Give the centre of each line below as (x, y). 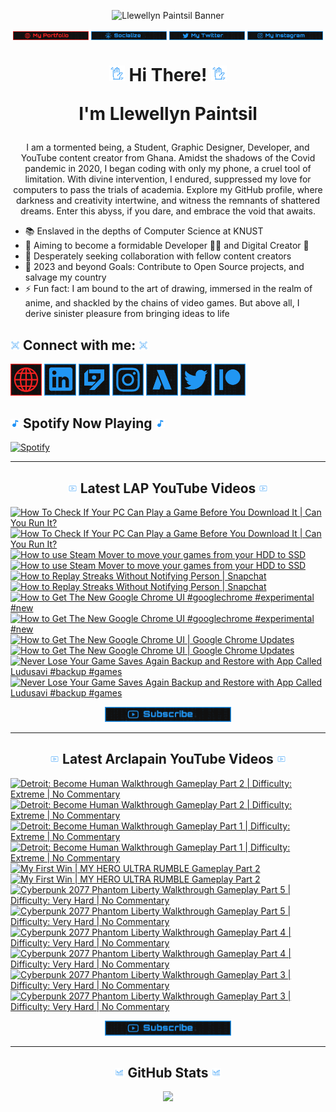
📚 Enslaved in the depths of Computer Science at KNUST (144, 231)
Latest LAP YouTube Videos (168, 488)
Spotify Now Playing (88, 423)
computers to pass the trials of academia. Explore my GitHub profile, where (168, 190)
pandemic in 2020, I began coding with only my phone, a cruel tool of (168, 169)
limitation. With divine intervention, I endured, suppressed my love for (168, 179)
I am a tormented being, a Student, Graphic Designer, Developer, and (168, 147)
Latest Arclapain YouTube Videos (168, 759)
